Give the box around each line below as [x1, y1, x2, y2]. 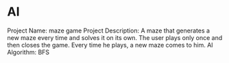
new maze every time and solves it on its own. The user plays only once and [7, 33, 223, 41]
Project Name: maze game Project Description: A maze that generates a [7, 26, 210, 35]
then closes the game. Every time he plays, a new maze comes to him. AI [7, 41, 214, 49]
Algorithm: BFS [7, 48, 50, 56]
